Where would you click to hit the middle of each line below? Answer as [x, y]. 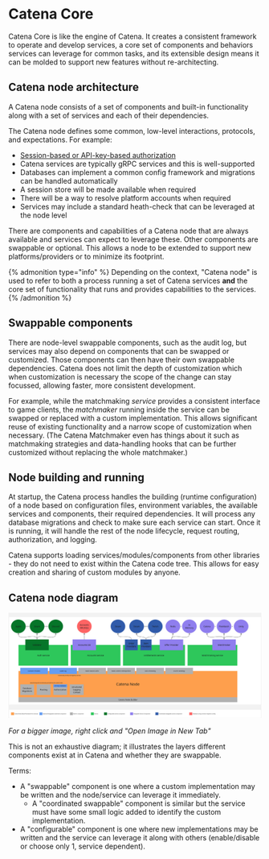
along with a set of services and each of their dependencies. [109, 115]
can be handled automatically [69, 181]
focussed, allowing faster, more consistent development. [102, 385]
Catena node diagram [63, 598]
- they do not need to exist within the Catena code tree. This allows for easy [134, 564]
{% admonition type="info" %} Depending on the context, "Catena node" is [133, 272]
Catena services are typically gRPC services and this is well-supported [137, 164]
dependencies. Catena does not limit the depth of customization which [125, 368]
